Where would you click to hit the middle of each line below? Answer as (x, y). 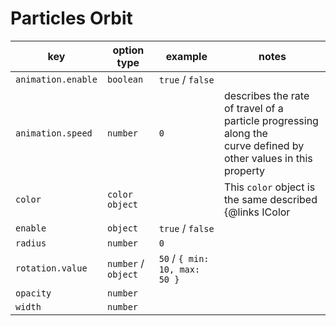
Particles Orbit (71, 18)
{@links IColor (257, 212)
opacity (33, 293)
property (244, 170)
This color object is (269, 187)
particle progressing (271, 120)
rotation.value (51, 268)
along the (245, 133)
